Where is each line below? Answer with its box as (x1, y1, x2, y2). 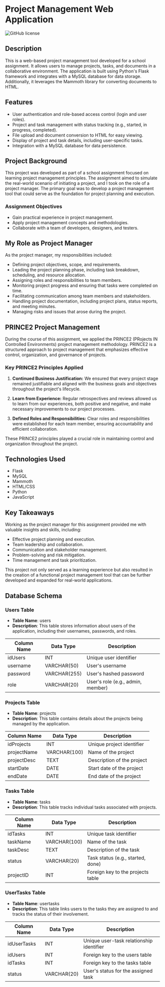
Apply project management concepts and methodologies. (12, 219, 129, 225)
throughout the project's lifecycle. (12, 386, 81, 392)
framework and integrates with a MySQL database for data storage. (5, 73, 141, 79)
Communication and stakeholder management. (12, 547, 107, 553)
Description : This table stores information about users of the (12, 622, 136, 629)
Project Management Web (5, 3, 114, 15)
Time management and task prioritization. (12, 557, 97, 563)
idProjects (7, 741, 31, 748)
